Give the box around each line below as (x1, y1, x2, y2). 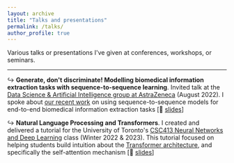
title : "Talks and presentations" (7, 17, 108, 24)
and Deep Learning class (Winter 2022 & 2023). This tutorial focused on (7, 133, 214, 142)
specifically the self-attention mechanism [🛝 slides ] (7, 148, 155, 157)
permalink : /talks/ (7, 23, 64, 30)
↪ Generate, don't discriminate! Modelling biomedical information (7, 76, 204, 84)
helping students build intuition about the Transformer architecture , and (7, 141, 212, 149)
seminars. (7, 56, 36, 65)
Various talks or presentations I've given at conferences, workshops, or (7, 49, 212, 57)
